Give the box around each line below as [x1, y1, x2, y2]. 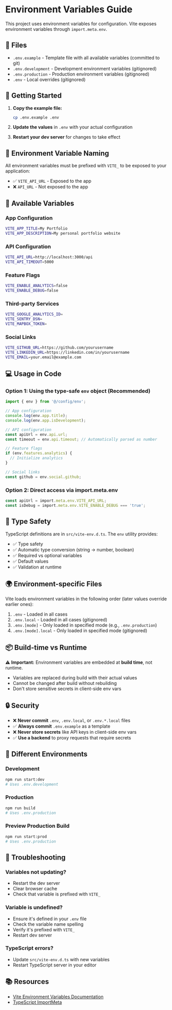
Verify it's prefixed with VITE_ [12, 926, 75, 932]
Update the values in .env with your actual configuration [12, 124, 133, 130]
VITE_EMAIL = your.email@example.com [5, 354, 82, 360]
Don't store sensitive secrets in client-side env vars [12, 685, 122, 692]
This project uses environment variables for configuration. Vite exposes [5, 21, 157, 27]
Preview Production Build [5, 823, 70, 830]
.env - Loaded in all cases [12, 611, 68, 617]
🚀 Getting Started [5, 91, 62, 100]
